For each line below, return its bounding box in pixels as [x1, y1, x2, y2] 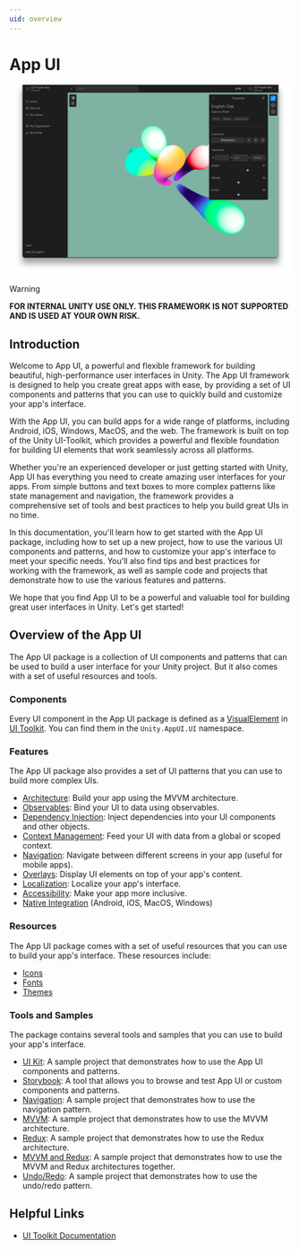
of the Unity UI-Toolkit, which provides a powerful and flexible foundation [9, 435, 280, 445]
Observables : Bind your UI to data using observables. [21, 802, 219, 813]
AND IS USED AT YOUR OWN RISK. [9, 311, 141, 321]
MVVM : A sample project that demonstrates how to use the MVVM [21, 1113, 269, 1124]
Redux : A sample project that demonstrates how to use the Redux [21, 1132, 265, 1143]
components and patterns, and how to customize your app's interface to [9, 546, 276, 557]
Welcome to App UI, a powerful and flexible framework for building [9, 360, 256, 371]
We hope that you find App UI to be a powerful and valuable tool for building [9, 593, 291, 603]
